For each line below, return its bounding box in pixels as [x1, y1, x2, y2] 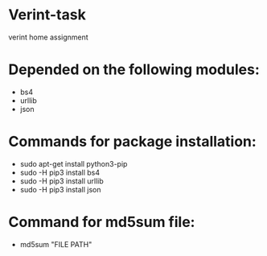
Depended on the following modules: [8, 60, 260, 79]
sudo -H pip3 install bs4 [19, 167, 101, 177]
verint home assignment [8, 32, 88, 42]
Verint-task [8, 6, 86, 24]
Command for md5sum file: [8, 213, 195, 231]
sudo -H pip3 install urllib [19, 175, 105, 186]
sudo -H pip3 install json [19, 184, 101, 194]
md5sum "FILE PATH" [19, 239, 92, 249]
